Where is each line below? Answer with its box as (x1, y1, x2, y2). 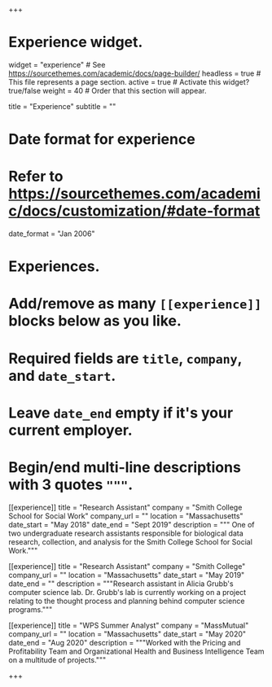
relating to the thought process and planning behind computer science (8, 596, 245, 606)
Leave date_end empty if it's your (8, 404, 234, 422)
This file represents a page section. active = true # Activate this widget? (8, 77, 250, 86)
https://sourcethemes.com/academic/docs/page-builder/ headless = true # (8, 68, 261, 78)
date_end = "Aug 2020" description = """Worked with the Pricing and (8, 637, 241, 647)
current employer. (8, 421, 133, 440)
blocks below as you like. (8, 312, 182, 330)
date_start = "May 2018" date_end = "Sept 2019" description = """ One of (8, 519, 255, 529)
